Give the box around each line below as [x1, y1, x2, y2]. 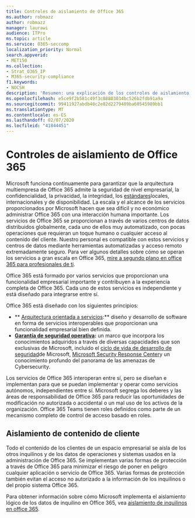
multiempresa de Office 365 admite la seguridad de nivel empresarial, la [6, 186, 179, 193]
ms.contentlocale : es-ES [6, 112, 67, 118]
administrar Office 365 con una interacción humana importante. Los [6, 211, 169, 218]
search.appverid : [6, 52, 48, 58]
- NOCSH [6, 85, 25, 91]
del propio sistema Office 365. [6, 481, 79, 489]
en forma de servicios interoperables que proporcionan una [14, 320, 158, 327]
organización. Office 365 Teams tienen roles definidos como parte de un [6, 405, 181, 413]
